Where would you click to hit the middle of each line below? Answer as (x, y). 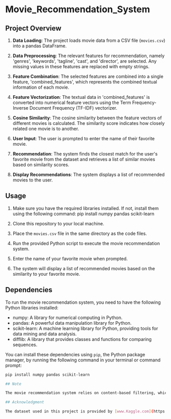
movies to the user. (33, 180)
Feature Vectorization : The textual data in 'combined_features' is (81, 97)
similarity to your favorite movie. (46, 274)
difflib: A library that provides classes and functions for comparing (82, 339)
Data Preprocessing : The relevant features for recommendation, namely (89, 56)
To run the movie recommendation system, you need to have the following (83, 302)
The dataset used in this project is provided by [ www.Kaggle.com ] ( (79, 411)
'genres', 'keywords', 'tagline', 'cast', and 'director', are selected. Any (84, 61)
